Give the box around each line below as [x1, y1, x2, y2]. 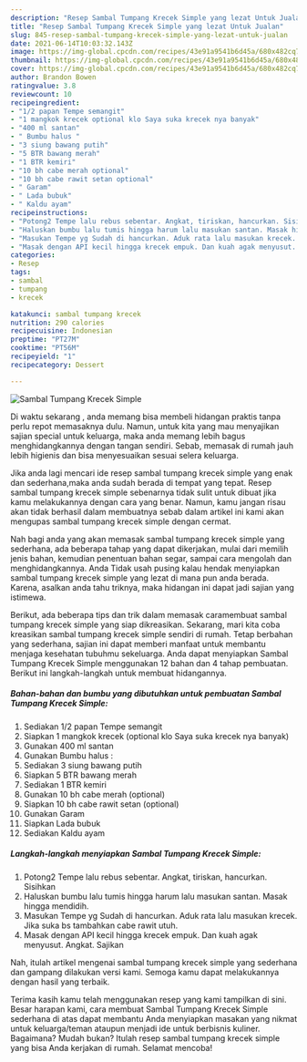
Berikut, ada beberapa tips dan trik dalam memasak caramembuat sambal [10, 609, 288, 620]
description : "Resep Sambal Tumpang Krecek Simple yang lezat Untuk [10, 13, 276, 23]
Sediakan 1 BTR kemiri [23, 778, 107, 789]
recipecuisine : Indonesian [10, 326, 113, 335]
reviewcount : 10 [10, 89, 72, 98]
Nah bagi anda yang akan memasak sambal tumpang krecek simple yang [10, 533, 285, 544]
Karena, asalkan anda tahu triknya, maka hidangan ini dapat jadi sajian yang [10, 582, 295, 593]
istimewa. [10, 592, 46, 603]
